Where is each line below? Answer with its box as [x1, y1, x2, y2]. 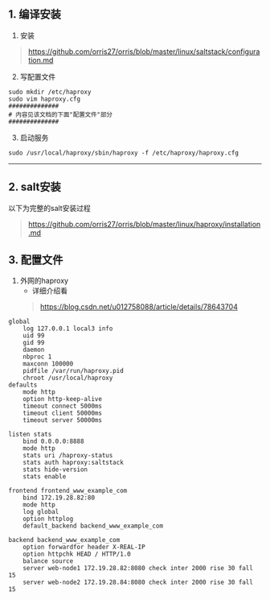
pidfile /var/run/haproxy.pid [22, 367, 125, 375]
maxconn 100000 [22, 360, 74, 368]
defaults [8, 381, 38, 389]
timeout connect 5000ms [22, 402, 103, 411]
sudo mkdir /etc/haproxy [8, 88, 92, 96]
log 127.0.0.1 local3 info [22, 325, 113, 333]
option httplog [22, 515, 74, 523]
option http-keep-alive [22, 395, 103, 403]
